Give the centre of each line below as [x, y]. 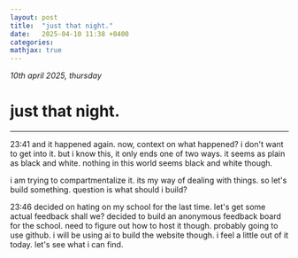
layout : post [34, 17]
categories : [32, 42]
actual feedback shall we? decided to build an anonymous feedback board [145, 216]
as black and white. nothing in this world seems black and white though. [141, 163]
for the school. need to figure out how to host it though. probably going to [144, 226]
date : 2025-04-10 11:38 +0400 [69, 34]
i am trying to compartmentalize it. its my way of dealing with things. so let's [149, 180]
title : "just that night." [62, 26]
